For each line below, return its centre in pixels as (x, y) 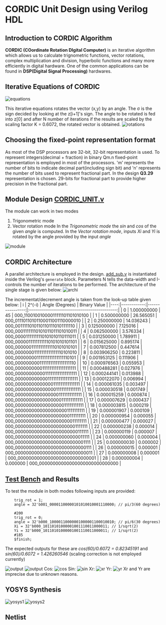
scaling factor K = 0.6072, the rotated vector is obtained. (63, 124)
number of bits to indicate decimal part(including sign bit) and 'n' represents (83, 168)
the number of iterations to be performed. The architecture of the (89, 285)
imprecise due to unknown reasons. (42, 574)
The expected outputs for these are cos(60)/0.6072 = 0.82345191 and (77, 549)
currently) (15, 559)
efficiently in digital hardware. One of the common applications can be (77, 66)
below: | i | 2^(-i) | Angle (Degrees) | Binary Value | (56, 305)
